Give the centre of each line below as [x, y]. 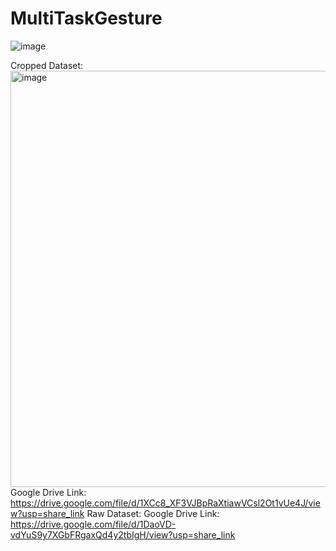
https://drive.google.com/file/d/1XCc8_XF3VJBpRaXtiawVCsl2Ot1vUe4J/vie [165, 503]
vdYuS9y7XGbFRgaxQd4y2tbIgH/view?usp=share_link [123, 534]
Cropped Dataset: [47, 65]
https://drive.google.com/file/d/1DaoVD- [93, 524]
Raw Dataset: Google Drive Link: [153, 513]
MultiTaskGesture [86, 18]
